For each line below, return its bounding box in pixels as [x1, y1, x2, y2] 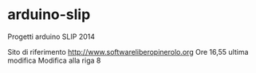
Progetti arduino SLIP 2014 [7, 32, 95, 41]
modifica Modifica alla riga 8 [7, 56, 101, 65]
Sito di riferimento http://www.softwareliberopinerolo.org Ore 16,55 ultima [7, 47, 249, 56]
